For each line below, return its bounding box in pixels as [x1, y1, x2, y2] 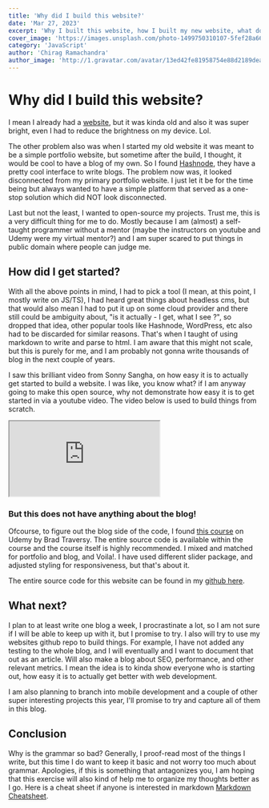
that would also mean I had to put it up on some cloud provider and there [8, 304, 248, 313]
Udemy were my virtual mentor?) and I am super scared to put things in [8, 233, 243, 243]
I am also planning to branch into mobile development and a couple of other [8, 686, 258, 697]
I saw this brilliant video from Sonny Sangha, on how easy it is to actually [8, 370, 249, 380]
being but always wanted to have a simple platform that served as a [8, 183, 231, 193]
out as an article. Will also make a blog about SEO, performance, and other [8, 654, 255, 664]
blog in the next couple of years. [8, 354, 115, 364]
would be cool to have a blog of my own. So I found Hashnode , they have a [8, 158, 256, 168]
